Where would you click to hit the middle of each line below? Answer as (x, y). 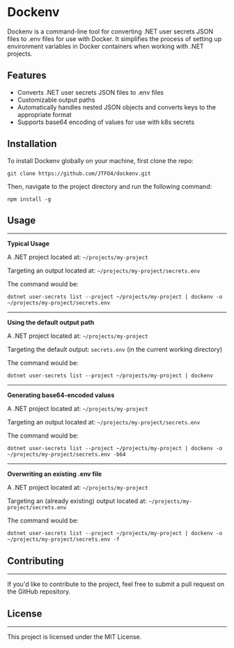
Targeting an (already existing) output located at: (77, 501)
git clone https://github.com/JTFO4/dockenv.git (79, 173)
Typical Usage (29, 244)
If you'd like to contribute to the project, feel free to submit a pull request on (116, 584)
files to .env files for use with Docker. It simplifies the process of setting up (114, 38)
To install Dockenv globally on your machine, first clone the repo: (100, 160)
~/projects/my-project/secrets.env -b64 (67, 455)
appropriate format (44, 114)
